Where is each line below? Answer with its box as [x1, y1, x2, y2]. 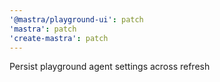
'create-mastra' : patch [9, 33, 109, 43]
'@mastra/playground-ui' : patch [9, 14, 144, 25]
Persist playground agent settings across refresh [9, 61, 211, 73]
